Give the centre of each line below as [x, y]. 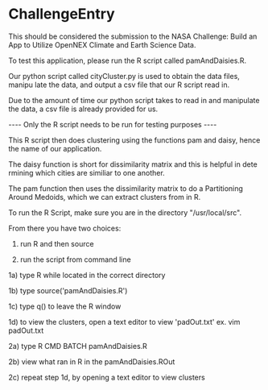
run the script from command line [75, 259]
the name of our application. [55, 148]
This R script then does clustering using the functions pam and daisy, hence [134, 140]
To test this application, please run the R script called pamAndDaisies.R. [128, 60]
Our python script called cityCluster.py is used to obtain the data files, [124, 76]
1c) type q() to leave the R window [65, 306]
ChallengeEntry [62, 14]
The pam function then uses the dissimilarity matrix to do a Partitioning [126, 188]
